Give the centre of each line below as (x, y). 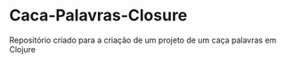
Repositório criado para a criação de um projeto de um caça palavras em (143, 40)
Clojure (22, 49)
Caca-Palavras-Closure (98, 16)
